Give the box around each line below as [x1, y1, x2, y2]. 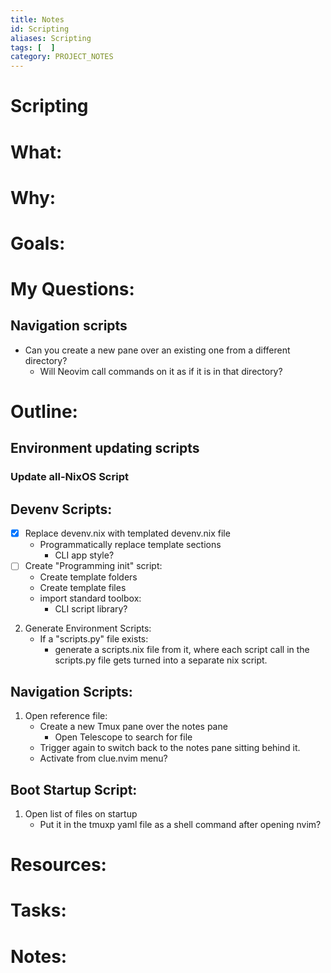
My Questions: [10, 278, 135, 301]
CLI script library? [54, 603, 128, 615]
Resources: [10, 854, 107, 876]
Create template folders [39, 571, 138, 583]
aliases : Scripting [10, 33, 92, 43]
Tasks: [10, 899, 67, 922]
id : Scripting [10, 24, 70, 34]
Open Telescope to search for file [54, 731, 193, 743]
